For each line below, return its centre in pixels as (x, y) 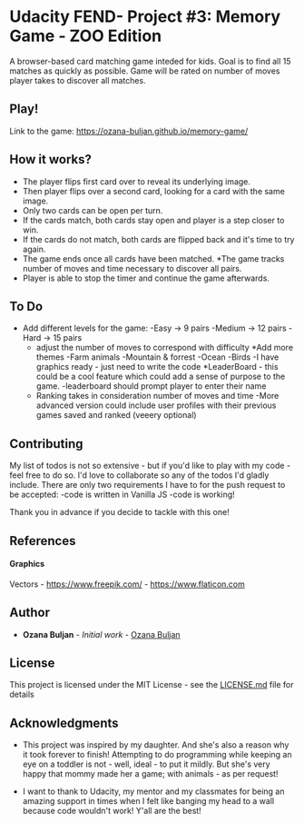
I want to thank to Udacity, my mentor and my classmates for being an (153, 791)
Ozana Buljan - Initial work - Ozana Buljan (101, 634)
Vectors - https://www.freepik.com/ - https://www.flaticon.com (127, 584)
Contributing (46, 444)
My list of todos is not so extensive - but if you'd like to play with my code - (150, 466)
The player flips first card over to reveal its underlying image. (137, 181)
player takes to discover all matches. (78, 80)
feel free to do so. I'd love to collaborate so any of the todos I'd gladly (139, 475)
